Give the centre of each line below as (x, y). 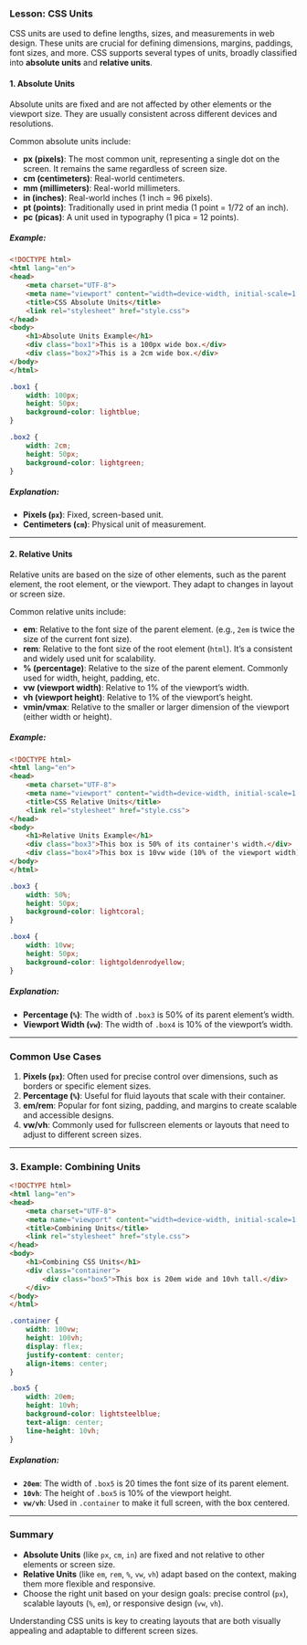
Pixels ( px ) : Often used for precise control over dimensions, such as (150, 1076)
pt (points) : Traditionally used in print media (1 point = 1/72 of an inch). (156, 207)
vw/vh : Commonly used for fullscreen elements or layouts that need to (156, 1124)
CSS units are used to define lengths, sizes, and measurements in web (143, 34)
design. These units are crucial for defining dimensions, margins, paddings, (151, 43)
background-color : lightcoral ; (85, 912)
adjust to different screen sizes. (82, 1134)
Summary (32, 1534)
